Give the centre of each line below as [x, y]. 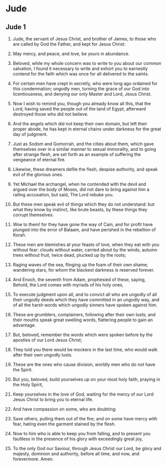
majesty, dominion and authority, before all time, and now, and [76, 454]
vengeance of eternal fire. [39, 160]
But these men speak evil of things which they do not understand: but [83, 204]
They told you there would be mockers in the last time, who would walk [85, 349]
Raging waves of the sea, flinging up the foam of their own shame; [80, 265]
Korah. [20, 235]
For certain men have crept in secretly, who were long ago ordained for [85, 83]
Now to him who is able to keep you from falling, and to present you [82, 434]
